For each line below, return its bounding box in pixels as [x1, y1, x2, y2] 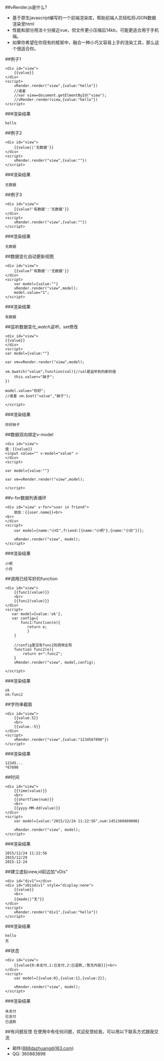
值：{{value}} [5, 447, 33, 451]
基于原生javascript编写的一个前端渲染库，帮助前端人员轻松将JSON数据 [12, 15, 157, 21]
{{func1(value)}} [14, 590, 50, 595]
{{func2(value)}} [14, 599, 50, 604]
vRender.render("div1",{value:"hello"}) [14, 910, 98, 915]
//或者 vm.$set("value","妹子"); [5, 394, 71, 399]
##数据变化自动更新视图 [5, 253, 54, 259]
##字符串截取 [5, 701, 33, 707]
